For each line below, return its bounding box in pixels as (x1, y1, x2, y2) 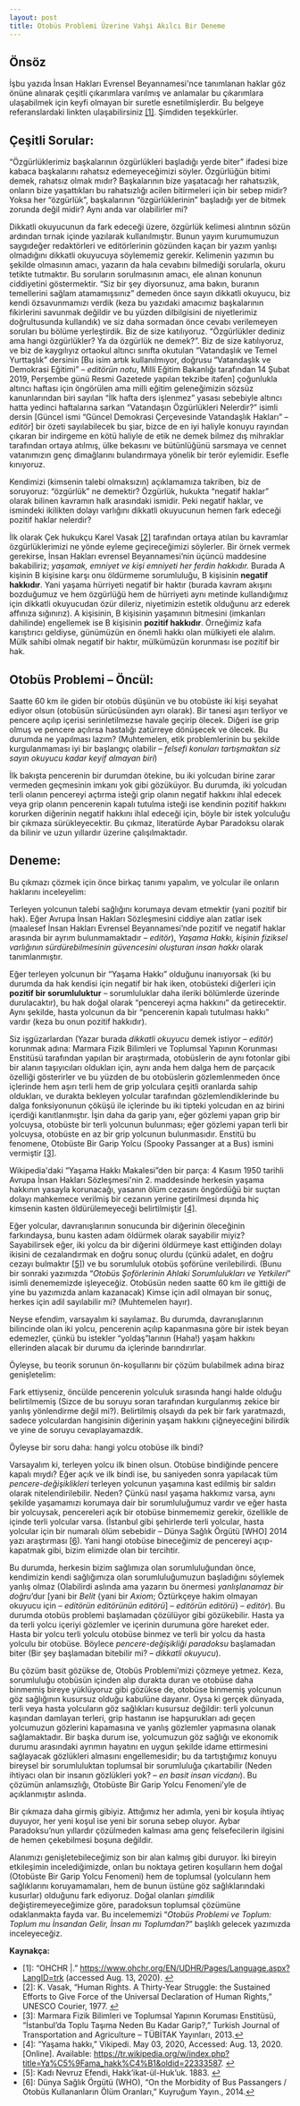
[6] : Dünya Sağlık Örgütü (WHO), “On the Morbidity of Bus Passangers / (21, 2076, 287, 2087)
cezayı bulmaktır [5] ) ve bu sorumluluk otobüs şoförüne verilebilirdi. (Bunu (9, 1258, 282, 1269)
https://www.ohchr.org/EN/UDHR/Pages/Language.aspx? (79, 1962, 290, 1974)
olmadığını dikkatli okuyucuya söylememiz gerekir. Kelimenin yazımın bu (9, 250, 275, 260)
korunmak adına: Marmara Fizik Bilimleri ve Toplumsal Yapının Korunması (9, 1043, 279, 1053)
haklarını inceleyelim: (9, 886, 87, 897)
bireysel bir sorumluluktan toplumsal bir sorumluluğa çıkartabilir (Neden (9, 1760, 272, 1770)
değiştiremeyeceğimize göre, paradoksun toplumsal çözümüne (9, 1899, 241, 1910)
